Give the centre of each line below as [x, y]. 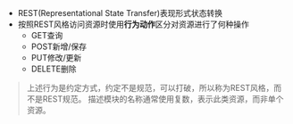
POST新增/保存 [59, 46]
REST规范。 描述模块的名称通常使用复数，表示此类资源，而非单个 [163, 99]
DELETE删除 [54, 69]
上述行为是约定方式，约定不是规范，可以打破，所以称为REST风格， [150, 88]
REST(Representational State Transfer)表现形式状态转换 [120, 13]
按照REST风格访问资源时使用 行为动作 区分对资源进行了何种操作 [134, 24]
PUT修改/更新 [56, 58]
